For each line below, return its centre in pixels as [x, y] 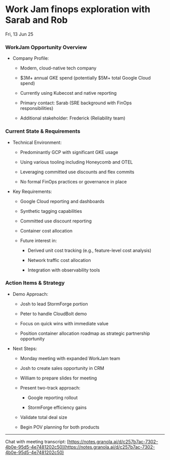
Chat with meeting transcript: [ [37, 441]
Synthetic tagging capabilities [51, 211]
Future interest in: [38, 240]
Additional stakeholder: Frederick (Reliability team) [73, 118]
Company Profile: [31, 58]
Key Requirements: [32, 191]
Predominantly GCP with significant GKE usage [69, 152]
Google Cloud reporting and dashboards [62, 201]
